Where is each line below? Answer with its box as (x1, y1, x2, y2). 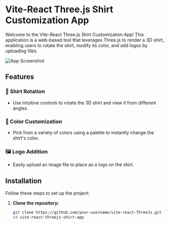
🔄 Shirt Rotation (5, 88, 45, 95)
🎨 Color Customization (5, 118, 62, 125)
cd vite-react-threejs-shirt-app (12, 214, 84, 220)
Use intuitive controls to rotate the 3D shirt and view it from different (12, 99, 157, 106)
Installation (5, 176, 42, 185)
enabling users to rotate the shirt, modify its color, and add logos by (5, 42, 148, 48)
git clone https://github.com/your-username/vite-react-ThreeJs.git (12, 210, 162, 215)
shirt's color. (12, 135, 39, 141)
